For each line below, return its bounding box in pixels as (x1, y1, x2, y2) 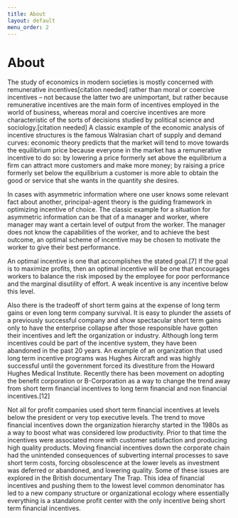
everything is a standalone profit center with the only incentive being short (7, 497, 226, 505)
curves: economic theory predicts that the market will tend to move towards (7, 138, 229, 147)
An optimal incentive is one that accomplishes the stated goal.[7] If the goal (7, 257, 229, 266)
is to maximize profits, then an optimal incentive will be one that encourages (7, 264, 230, 273)
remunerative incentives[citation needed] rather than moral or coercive (7, 86, 215, 94)
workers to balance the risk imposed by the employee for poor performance (7, 272, 229, 281)
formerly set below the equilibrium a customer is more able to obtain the (7, 169, 219, 177)
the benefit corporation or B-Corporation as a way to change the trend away (7, 377, 231, 385)
